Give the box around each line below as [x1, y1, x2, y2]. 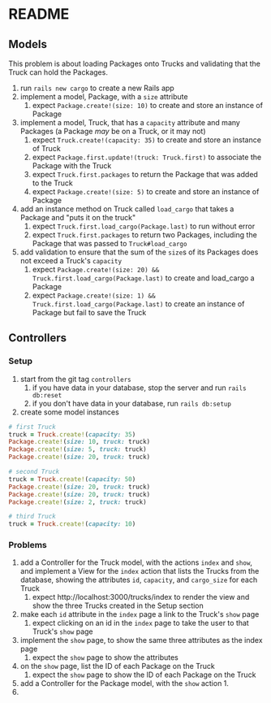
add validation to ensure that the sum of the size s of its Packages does [19, 247, 259, 257]
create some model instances [19, 407, 119, 417]
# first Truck [8, 423, 57, 431]
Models [8, 37, 47, 51]
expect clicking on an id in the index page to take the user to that [32, 618, 249, 628]
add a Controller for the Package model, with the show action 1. [19, 679, 230, 688]
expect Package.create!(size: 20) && [32, 265, 160, 274]
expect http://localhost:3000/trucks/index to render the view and [32, 592, 250, 602]
